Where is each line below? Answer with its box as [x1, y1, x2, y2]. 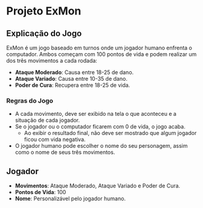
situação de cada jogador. [14, 116, 80, 124]
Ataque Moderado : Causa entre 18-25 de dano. [14, 69, 134, 76]
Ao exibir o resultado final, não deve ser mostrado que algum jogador [24, 130, 197, 137]
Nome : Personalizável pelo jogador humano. [14, 195, 126, 203]
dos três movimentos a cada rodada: [6, 57, 98, 64]
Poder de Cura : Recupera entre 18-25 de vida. [14, 81, 130, 89]
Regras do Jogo [6, 96, 53, 105]
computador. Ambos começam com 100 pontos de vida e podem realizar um [6, 51, 197, 58]
